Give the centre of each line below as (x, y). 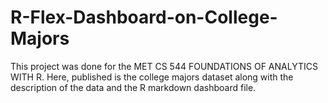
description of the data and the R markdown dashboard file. (133, 87)
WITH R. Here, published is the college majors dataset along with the (152, 77)
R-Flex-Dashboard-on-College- (144, 17)
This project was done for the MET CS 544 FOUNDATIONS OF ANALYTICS (164, 66)
